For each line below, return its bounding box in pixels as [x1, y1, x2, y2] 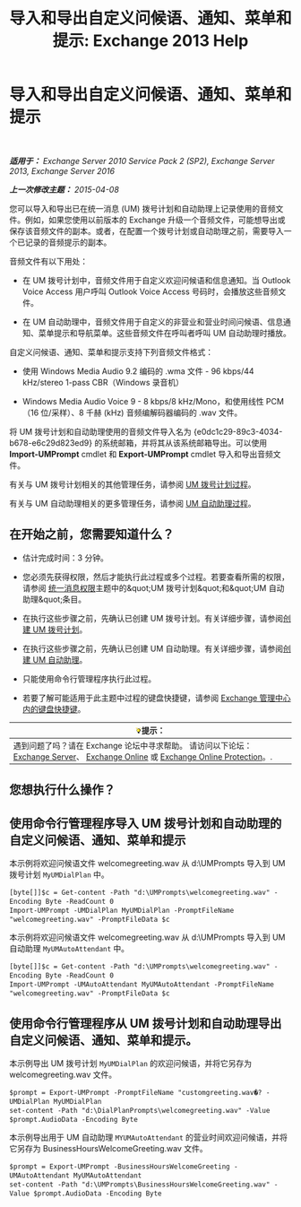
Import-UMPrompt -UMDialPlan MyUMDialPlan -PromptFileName [9, 907, 235, 916]
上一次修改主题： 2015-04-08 [9, 184, 119, 195]
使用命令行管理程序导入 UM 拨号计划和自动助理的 [9, 815, 282, 830]
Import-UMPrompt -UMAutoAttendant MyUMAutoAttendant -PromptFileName [9, 980, 275, 989]
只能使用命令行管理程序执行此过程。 [21, 673, 157, 684]
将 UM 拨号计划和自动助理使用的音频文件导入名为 [9, 426, 192, 437]
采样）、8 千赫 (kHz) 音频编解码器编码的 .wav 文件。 [51, 407, 243, 418]
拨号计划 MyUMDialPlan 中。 [9, 869, 109, 880]
